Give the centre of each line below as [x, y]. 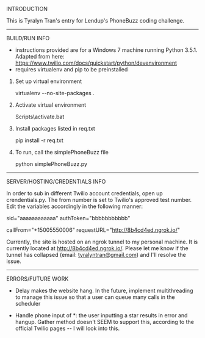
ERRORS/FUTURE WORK [38, 279]
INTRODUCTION [27, 9]
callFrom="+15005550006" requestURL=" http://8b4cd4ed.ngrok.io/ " [93, 230]
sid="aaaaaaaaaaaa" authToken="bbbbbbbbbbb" [68, 218]
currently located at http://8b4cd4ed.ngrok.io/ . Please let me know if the [97, 248]
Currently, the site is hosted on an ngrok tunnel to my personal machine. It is [102, 242]
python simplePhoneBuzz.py [51, 164]
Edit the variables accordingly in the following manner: [75, 206]
